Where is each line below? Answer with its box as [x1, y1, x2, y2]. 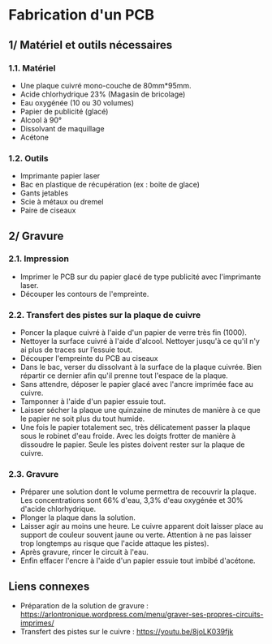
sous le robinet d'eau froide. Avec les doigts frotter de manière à [19, 431, 236, 441]
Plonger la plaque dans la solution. [19, 513, 136, 522]
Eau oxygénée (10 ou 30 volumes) [19, 97, 135, 107]
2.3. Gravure [8, 469, 59, 480]
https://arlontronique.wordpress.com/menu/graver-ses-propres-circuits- [19, 610, 264, 620]
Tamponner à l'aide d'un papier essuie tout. [19, 397, 166, 406]
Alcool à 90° [19, 115, 63, 125]
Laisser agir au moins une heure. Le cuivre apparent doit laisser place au [19, 522, 264, 531]
